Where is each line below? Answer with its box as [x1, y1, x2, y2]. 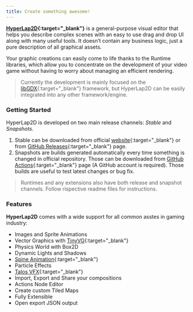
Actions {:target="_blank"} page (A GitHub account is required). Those [14, 161, 184, 168]
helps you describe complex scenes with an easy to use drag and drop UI [6, 30, 184, 38]
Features [6, 200, 32, 208]
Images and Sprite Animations [14, 231, 87, 238]
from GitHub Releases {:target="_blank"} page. [14, 143, 127, 150]
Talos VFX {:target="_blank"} [14, 268, 84, 276]
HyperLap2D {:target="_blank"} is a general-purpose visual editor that [6, 25, 179, 32]
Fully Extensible [14, 293, 53, 300]
